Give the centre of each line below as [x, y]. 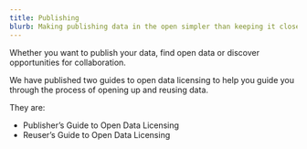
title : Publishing [44, 18]
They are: [27, 107]
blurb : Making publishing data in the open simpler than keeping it [143, 27]
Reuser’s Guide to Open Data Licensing [96, 134]
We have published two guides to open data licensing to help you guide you [152, 80]
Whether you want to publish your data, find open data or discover [135, 52]
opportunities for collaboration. [68, 62]
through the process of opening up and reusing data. [109, 90]
